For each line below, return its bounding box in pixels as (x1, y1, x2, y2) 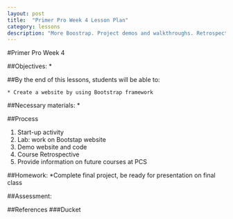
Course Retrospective (17, 150, 80, 159)
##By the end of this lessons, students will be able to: (7, 76, 161, 84)
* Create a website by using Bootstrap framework (7, 89, 154, 96)
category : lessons (7, 23, 60, 30)
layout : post (7, 10, 45, 17)
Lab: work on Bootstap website (17, 136, 106, 144)
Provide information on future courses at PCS (17, 158, 148, 166)
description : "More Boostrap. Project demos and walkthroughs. (7, 29, 194, 37)
